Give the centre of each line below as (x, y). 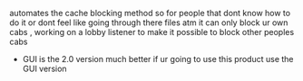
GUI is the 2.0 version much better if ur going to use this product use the (158, 59)
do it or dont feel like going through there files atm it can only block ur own (149, 22)
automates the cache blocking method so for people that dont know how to (150, 13)
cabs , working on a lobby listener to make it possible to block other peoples (152, 32)
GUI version (44, 68)
